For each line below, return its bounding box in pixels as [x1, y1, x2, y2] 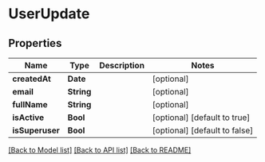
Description [99, 60, 145, 71]
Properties [8, 37, 62, 50]
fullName [12, 99, 48, 110]
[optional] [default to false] [152, 125, 254, 136]
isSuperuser [12, 125, 60, 136]
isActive [12, 112, 45, 123]
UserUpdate [8, 5, 90, 23]
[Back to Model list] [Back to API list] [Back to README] [8, 145, 192, 155]
